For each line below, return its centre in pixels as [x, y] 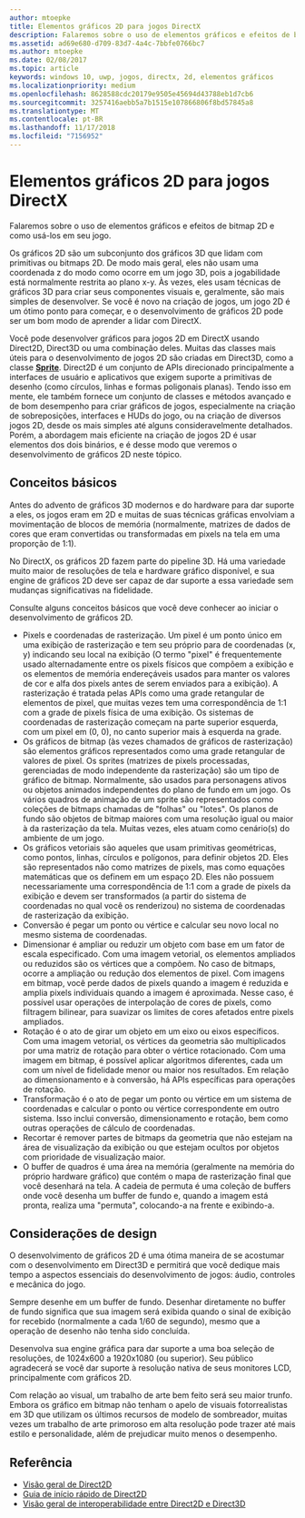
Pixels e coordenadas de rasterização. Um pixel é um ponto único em [152, 635]
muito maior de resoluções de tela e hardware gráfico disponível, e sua [142, 570]
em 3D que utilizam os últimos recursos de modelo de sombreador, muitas [148, 1414]
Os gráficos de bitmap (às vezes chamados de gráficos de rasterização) [157, 741]
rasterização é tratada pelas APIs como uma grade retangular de [143, 693]
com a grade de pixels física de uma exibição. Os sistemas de [138, 712]
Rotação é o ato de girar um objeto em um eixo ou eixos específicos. [151, 1031]
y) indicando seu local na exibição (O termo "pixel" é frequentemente [152, 654]
